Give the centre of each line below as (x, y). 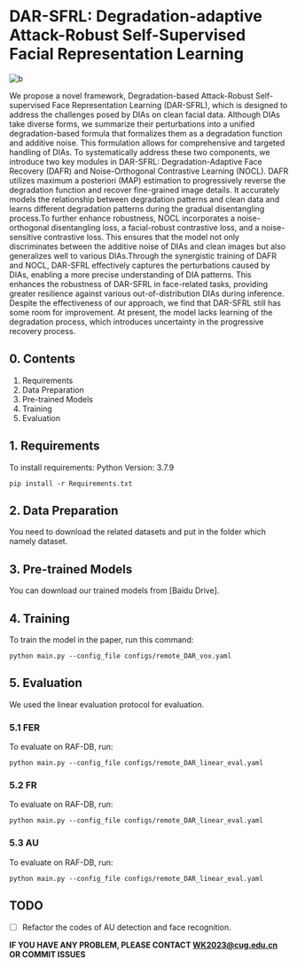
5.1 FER (24, 727)
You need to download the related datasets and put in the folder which (137, 532)
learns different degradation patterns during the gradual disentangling (137, 208)
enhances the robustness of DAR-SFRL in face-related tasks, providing (139, 284)
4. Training (39, 618)
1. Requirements (55, 446)
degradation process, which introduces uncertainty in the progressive (137, 322)
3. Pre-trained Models (71, 569)
